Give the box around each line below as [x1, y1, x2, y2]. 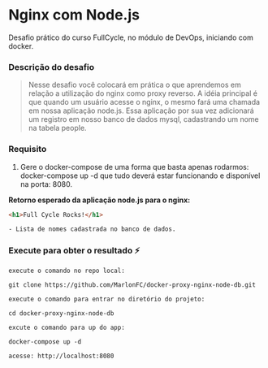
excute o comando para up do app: [8, 323, 126, 331]
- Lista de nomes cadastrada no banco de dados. [8, 225, 176, 233]
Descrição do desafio [8, 61, 95, 72]
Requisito [8, 144, 47, 155]
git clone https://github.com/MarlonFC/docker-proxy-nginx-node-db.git [8, 280, 256, 289]
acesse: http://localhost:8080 [8, 352, 115, 360]
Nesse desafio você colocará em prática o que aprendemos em [28, 80, 241, 90]
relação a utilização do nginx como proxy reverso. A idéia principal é [28, 89, 258, 98]
